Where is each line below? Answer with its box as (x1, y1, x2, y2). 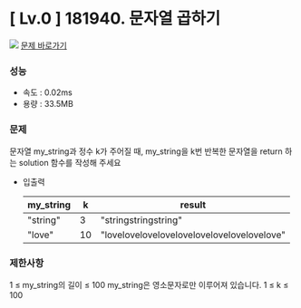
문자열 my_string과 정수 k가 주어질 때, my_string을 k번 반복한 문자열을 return (9, 146, 283, 157)
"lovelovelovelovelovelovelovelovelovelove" (100, 228, 286, 241)
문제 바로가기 (20, 40, 68, 51)
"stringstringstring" (100, 214, 183, 226)
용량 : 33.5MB (22, 99, 74, 110)
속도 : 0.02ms (22, 87, 73, 98)
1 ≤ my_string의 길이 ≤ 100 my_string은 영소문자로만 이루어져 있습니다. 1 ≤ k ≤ (9, 279, 289, 290)
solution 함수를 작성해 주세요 (18, 157, 121, 168)
